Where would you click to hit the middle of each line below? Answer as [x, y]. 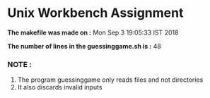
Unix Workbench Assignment [95, 13]
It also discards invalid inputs [60, 87]
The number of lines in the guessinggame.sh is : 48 [84, 46]
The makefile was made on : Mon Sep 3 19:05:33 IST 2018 [93, 32]
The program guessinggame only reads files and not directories [110, 80]
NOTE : [19, 64]
